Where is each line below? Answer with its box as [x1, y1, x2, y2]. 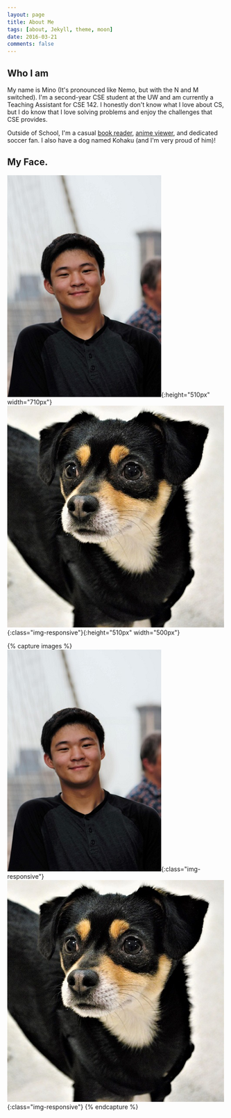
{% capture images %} [7, 641, 73, 650]
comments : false [7, 40, 54, 48]
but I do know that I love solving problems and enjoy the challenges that [7, 108, 213, 116]
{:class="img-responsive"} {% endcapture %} [7, 1103, 139, 1111]
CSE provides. [7, 115, 48, 123]
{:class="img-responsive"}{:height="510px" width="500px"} [7, 628, 180, 637]
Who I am [7, 67, 49, 79]
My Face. [7, 157, 49, 168]
